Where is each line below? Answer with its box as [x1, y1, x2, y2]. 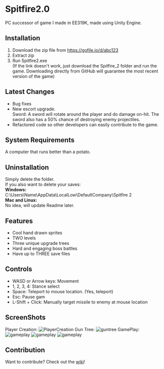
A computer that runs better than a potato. [5, 149, 91, 155]
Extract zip [12, 52, 34, 58]
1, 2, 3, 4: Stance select [12, 283, 60, 289]
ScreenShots [5, 313, 46, 322]
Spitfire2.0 [5, 3, 50, 15]
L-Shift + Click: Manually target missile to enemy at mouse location [12, 299, 148, 305]
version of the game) [12, 73, 55, 79]
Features [5, 217, 33, 225]
